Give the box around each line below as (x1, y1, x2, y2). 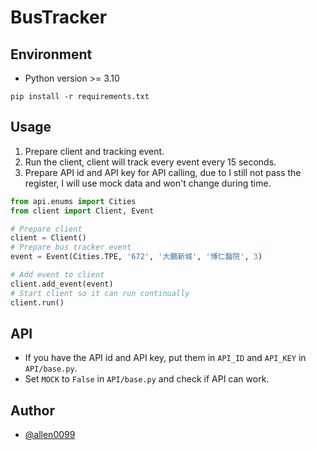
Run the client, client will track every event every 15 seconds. (24, 156, 277, 168)
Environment (10, 46, 93, 63)
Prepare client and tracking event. (24, 145, 165, 157)
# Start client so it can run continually (10, 288, 190, 298)
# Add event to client (10, 270, 105, 280)
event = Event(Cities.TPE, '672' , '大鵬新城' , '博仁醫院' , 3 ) (10, 252, 263, 262)
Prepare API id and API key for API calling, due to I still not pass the (24, 166, 302, 178)
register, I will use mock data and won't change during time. (24, 177, 272, 189)
